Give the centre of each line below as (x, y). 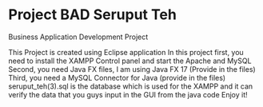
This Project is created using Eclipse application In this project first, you (126, 52)
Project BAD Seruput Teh (93, 15)
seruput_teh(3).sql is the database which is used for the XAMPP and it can (131, 86)
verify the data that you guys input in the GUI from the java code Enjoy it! (128, 94)
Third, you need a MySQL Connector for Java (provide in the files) (117, 77)
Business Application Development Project (78, 37)
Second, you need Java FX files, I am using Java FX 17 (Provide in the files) (132, 69)
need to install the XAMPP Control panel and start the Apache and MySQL (130, 61)
